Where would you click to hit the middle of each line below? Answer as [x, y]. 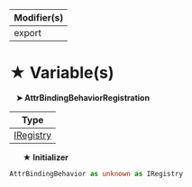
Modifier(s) [39, 18]
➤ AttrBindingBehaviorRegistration [83, 97]
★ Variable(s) [62, 73]
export [28, 33]
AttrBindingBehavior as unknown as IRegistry [96, 174]
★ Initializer [46, 157]
